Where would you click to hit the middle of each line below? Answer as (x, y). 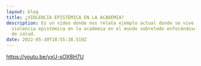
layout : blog (22, 12)
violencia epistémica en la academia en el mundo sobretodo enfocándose (104, 28)
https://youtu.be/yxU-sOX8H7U (45, 57)
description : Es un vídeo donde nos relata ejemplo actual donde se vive (100, 23)
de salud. (24, 34)
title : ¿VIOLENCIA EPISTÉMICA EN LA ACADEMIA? (65, 17)
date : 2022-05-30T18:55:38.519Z (46, 40)
